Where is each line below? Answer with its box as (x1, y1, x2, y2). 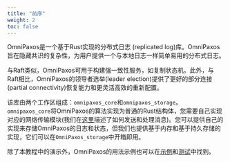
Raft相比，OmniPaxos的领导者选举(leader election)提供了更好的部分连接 (7, 75, 213, 83)
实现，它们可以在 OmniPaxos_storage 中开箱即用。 (7, 133, 145, 141)
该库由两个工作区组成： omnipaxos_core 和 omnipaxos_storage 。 (7, 98, 182, 107)
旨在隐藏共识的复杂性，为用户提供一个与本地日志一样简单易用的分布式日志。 (7, 51, 225, 60)
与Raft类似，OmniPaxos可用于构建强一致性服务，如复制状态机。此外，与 (7, 66, 214, 75)
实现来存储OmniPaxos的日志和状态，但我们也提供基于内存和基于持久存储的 (7, 124, 221, 132)
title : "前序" (7, 10, 46, 17)
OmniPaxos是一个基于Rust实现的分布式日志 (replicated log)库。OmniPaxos (7, 43, 220, 51)
